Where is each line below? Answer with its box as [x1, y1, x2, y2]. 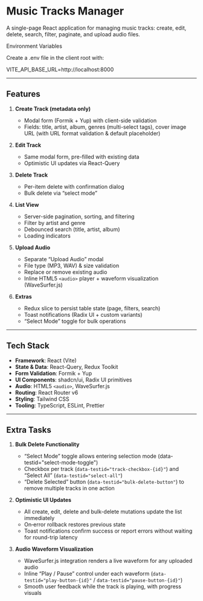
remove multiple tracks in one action [24, 485, 115, 492]
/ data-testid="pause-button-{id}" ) [93, 576, 183, 584]
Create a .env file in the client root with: [6, 54, 105, 61]
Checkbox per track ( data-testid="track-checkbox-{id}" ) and [24, 466, 179, 473]
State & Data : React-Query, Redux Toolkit [14, 363, 118, 370]
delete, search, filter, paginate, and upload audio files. [6, 30, 140, 37]
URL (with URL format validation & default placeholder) [24, 129, 161, 137]
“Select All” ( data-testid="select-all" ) [24, 472, 123, 479]
